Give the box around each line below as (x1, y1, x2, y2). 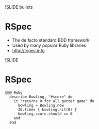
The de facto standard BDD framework (12, 37, 90, 43)
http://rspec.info (12, 47, 45, 53)
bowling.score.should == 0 (17, 111, 73, 116)
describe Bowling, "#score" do (9, 94, 73, 99)
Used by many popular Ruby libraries (12, 42, 86, 48)
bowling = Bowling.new (17, 103, 64, 108)
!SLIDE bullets (5, 4, 33, 10)
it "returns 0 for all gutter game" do (14, 98, 95, 104)
